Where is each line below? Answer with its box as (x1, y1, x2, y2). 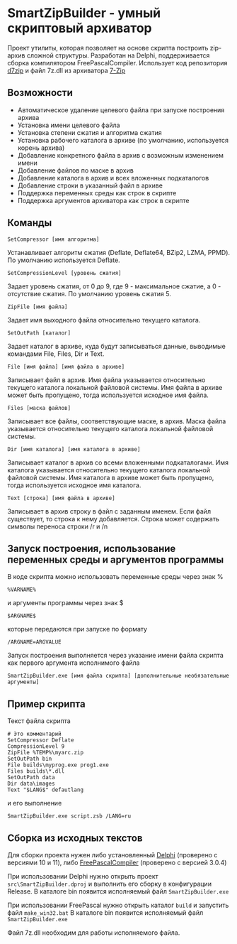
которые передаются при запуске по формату (7, 625, 147, 634)
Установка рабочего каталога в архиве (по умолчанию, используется (17, 136, 229, 144)
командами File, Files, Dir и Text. (7, 349, 105, 358)
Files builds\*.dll (7, 768, 65, 775)
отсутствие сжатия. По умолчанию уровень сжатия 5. (7, 289, 171, 298)
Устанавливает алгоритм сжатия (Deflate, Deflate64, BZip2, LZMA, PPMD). (7, 248, 231, 256)
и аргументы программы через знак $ (7, 599, 124, 607)
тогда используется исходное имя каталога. (7, 481, 141, 489)
